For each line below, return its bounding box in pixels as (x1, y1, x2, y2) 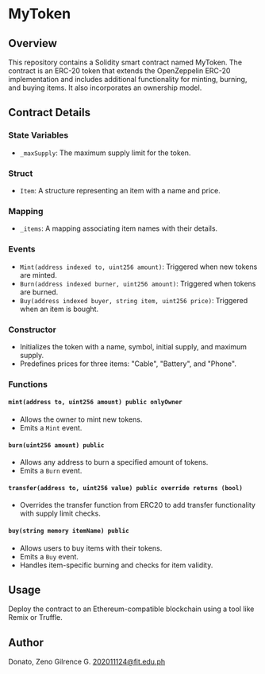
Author (8, 636, 44, 649)
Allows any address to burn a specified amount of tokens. (19, 458, 209, 467)
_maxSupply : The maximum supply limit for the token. (19, 148, 191, 158)
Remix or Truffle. (8, 613, 63, 622)
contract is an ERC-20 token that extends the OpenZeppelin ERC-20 (8, 66, 231, 76)
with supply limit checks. (19, 508, 102, 518)
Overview (8, 37, 58, 50)
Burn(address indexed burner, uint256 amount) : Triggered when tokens (19, 279, 256, 288)
